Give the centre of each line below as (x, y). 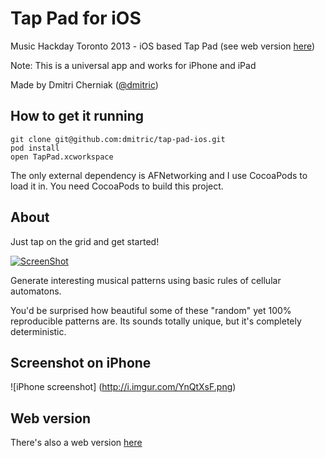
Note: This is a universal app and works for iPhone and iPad (133, 65)
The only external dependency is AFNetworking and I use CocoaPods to (159, 175)
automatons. (36, 291)
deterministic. (38, 331)
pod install (35, 148)
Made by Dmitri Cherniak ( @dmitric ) (84, 84)
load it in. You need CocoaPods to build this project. (117, 186)
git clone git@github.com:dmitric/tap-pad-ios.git (118, 139)
